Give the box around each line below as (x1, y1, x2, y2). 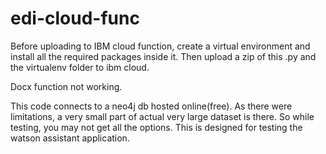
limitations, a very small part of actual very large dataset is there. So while (10, 110, 315, 122)
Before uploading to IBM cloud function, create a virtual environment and (10, 40, 311, 52)
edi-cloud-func (10, 7, 140, 30)
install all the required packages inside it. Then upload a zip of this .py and (10, 50, 317, 62)
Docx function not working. (10, 80, 123, 92)
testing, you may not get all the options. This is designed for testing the (10, 121, 303, 133)
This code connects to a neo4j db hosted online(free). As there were (10, 100, 293, 112)
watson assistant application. (10, 132, 130, 144)
